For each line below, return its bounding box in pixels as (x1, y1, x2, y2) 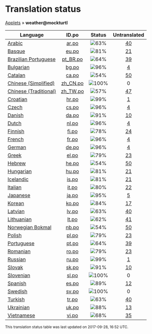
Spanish (7, 280, 27, 287)
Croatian (7, 96, 28, 102)
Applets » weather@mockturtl (5, 20, 68, 26)
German (7, 144, 26, 151)
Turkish (7, 296, 25, 302)
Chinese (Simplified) (7, 80, 55, 87)
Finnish (7, 128, 25, 134)
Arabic (7, 39, 23, 46)
